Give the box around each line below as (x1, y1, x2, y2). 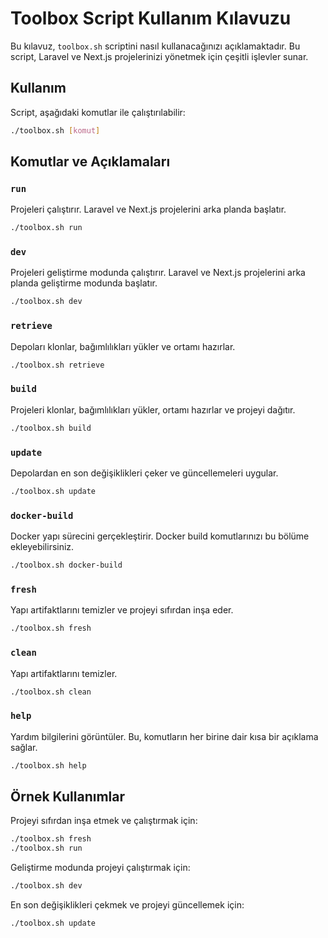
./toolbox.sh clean (10, 687, 92, 697)
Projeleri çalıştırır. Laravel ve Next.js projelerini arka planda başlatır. (10, 203, 287, 216)
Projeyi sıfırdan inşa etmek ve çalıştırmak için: (10, 815, 198, 827)
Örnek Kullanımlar (10, 788, 126, 805)
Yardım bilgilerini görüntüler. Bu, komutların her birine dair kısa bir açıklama (10, 730, 319, 742)
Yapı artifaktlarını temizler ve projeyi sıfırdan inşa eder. (10, 604, 234, 616)
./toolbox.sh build (10, 423, 92, 433)
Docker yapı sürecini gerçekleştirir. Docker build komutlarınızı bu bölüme (10, 530, 310, 542)
